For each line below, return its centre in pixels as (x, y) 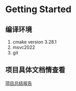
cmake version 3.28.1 (34, 42)
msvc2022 (24, 47)
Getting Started (39, 9)
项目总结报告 (18, 83)
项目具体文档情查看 (35, 70)
